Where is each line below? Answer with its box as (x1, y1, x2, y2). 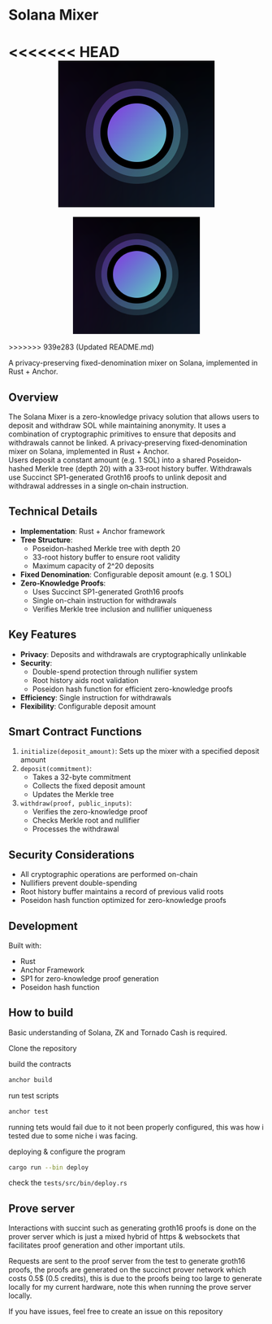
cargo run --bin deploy (8, 1163, 89, 1172)
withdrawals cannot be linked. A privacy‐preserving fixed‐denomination (8, 437, 248, 447)
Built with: (8, 940, 42, 950)
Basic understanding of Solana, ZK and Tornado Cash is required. (8, 1028, 227, 1037)
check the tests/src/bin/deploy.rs (8, 1178, 127, 1188)
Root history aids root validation (32, 675, 139, 685)
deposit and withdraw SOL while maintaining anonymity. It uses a (8, 420, 227, 430)
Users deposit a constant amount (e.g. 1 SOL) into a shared (8, 454, 205, 465)
